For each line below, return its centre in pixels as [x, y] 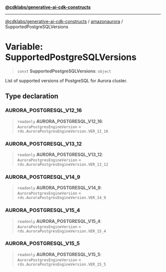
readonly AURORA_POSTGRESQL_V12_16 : [60, 121]
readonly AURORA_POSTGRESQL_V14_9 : [60, 188]
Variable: [24, 47]
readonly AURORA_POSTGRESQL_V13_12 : [60, 154]
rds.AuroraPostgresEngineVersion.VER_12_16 [63, 131]
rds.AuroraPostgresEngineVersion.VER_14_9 [62, 198]
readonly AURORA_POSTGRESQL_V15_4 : [60, 221]
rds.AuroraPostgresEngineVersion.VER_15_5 [62, 264]
